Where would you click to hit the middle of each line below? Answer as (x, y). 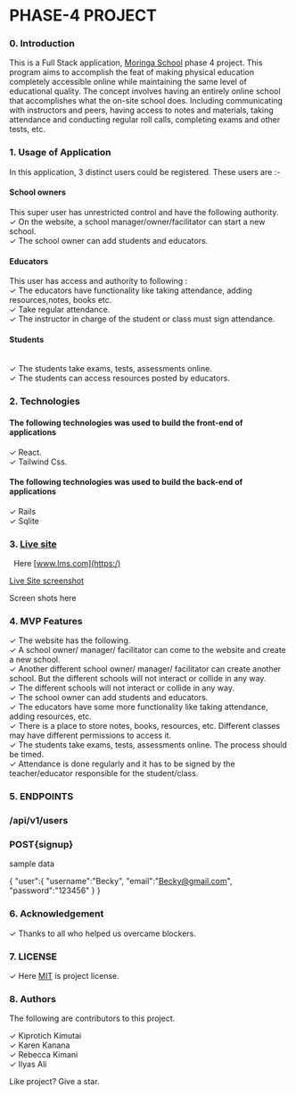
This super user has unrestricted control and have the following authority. (144, 212)
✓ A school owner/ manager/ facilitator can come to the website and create (148, 650)
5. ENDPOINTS (41, 797)
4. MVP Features (46, 621)
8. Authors (33, 999)
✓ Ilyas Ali (28, 1065)
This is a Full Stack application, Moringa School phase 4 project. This (136, 63)
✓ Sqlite (25, 521)
